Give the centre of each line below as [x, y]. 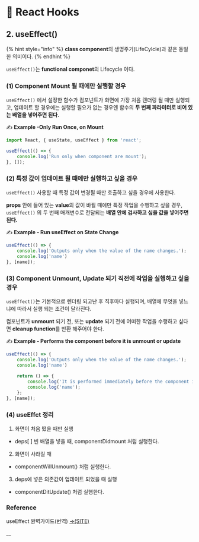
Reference [21, 508]
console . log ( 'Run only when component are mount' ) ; [82, 157]
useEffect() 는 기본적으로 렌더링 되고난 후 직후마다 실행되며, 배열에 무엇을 [92, 301]
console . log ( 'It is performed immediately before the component [108, 382]
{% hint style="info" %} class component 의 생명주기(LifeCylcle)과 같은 [92, 49]
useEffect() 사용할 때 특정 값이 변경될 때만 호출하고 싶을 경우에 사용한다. [91, 193]
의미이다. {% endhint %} [41, 56]
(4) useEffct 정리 [30, 414]
